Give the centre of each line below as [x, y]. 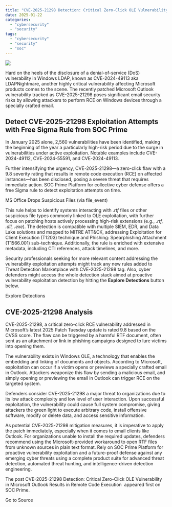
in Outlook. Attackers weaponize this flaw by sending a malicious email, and [85, 373]
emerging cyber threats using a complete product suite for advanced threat [85, 458]
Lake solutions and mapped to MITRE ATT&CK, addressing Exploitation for [84, 232]
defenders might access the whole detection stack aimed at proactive [79, 275]
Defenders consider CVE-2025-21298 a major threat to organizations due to [85, 394]
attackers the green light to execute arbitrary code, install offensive [76, 410]
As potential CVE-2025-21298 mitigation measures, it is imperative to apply [84, 426]
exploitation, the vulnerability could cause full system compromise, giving [83, 405]
